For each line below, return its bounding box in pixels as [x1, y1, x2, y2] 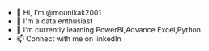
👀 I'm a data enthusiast [15, 16, 93, 26]
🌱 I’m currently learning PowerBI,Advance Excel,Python [15, 25, 201, 34]
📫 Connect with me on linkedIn [15, 34, 122, 44]
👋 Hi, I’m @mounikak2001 [15, 8, 102, 17]
